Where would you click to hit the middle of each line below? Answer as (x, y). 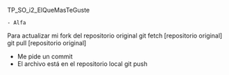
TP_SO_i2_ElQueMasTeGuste (49, 10)
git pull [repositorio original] (47, 43)
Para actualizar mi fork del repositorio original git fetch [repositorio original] (115, 35)
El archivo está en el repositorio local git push (82, 64)
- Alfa (17, 23)
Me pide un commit (45, 56)
